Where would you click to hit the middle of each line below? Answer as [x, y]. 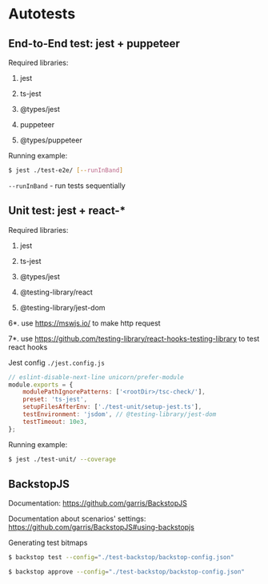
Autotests [42, 14]
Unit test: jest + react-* [67, 211]
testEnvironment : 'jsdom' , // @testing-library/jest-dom [120, 414]
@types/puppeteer [51, 140]
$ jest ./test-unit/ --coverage [62, 459]
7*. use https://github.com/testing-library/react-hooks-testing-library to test [134, 338]
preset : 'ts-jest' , [55, 400]
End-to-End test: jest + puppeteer [94, 44]
